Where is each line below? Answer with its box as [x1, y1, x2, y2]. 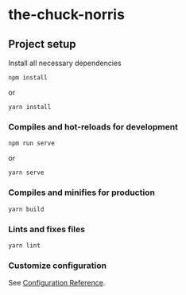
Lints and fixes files [8, 223, 86, 235]
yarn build [8, 205, 45, 213]
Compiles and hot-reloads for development [8, 121, 179, 132]
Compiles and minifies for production [8, 187, 155, 198]
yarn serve [8, 169, 45, 177]
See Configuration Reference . [8, 278, 106, 288]
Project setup [8, 37, 77, 51]
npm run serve [8, 139, 56, 148]
